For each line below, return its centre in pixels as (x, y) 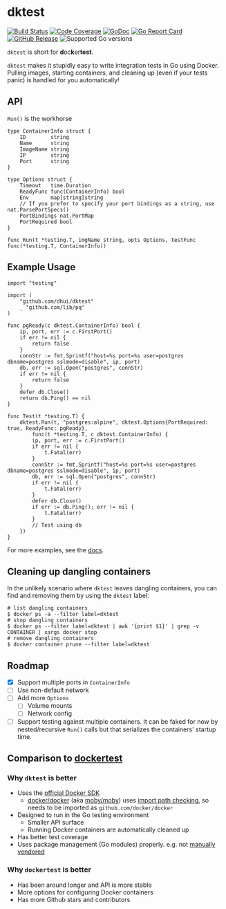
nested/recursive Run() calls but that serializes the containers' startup (116, 729)
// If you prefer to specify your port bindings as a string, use (117, 204)
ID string (45, 137)
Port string (45, 161)
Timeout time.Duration (55, 185)
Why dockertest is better (49, 870)
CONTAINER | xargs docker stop (52, 632)
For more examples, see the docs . (56, 550)
